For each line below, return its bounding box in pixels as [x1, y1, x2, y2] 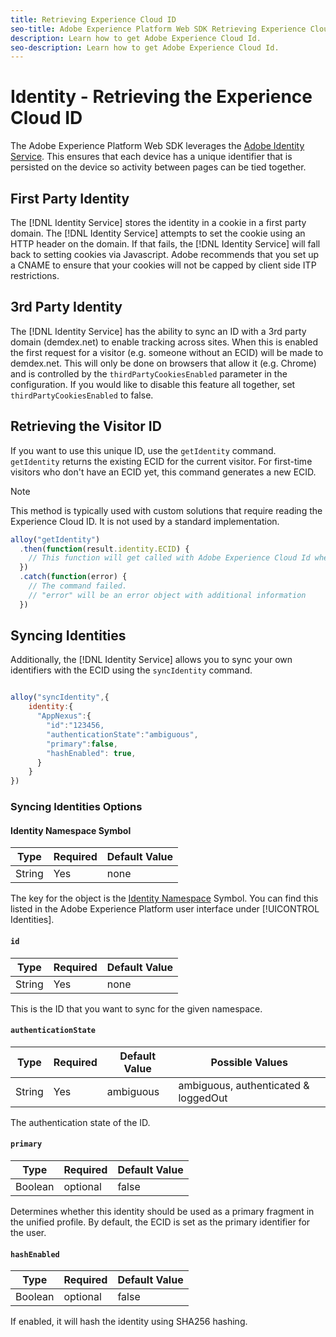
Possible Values [210, 1055, 289, 1069]
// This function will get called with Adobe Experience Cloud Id [28, 553, 311, 563]
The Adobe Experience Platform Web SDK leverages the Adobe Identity [10, 140, 305, 152]
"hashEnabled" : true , [46, 748, 137, 758]
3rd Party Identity [10, 299, 123, 316]
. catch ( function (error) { [19, 572, 128, 582]
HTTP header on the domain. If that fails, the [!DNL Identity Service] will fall [10, 238, 321, 250]
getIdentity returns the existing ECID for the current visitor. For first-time [10, 455, 313, 467]
